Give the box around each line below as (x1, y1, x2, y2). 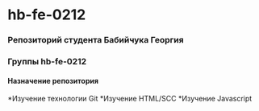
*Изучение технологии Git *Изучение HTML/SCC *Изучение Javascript (7, 94, 253, 104)
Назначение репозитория (7, 76, 98, 85)
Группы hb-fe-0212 (7, 56, 87, 68)
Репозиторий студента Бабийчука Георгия (7, 35, 184, 46)
